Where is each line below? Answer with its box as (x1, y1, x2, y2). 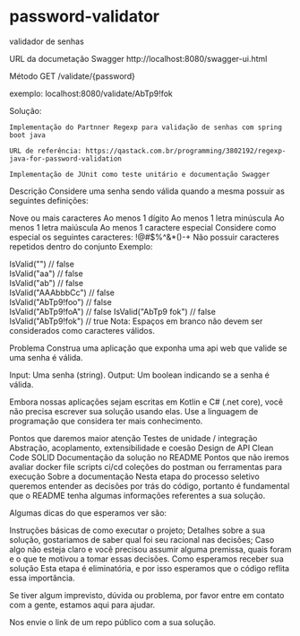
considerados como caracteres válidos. (9, 325, 155, 335)
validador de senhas (9, 36, 85, 47)
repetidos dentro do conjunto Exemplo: (9, 240, 153, 252)
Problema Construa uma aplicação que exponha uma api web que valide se (9, 343, 288, 353)
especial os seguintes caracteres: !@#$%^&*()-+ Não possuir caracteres (9, 231, 279, 242)
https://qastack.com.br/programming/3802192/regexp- (85, 146, 287, 155)
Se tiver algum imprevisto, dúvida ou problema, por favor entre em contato (9, 589, 285, 600)
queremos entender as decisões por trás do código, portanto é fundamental (9, 480, 290, 491)
